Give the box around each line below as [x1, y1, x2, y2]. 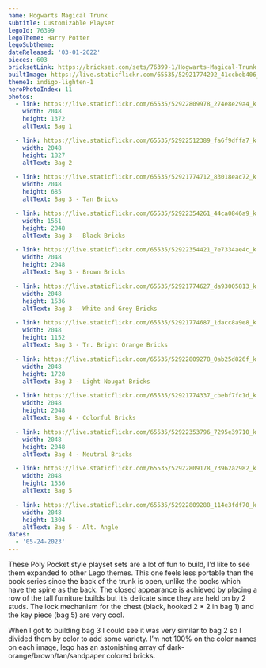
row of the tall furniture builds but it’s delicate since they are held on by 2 [8, 593, 246, 603]
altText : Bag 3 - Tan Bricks [22, 195, 119, 203]
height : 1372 [22, 115, 66, 123]
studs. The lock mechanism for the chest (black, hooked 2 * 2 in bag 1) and [8, 602, 255, 611]
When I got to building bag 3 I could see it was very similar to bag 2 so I [8, 626, 241, 635]
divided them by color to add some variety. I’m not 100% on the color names [8, 634, 257, 643]
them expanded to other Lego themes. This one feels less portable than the [8, 568, 254, 578]
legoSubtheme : [8, 41, 55, 49]
